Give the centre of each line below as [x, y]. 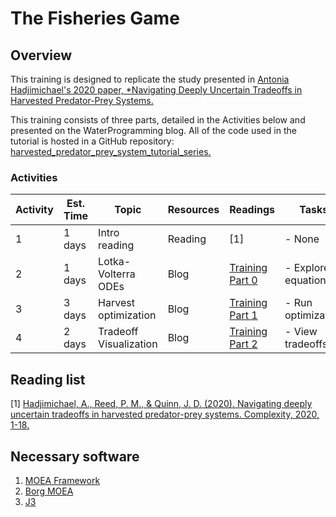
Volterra [117, 274]
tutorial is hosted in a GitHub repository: [92, 141]
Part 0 [243, 280]
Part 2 [243, 344]
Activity [34, 210]
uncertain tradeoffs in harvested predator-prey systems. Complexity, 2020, [165, 414]
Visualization [128, 344]
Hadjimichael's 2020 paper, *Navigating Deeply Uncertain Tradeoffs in [156, 90]
